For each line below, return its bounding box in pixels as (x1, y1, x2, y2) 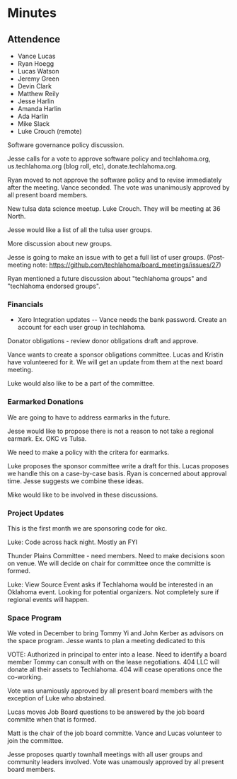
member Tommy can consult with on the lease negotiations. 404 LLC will (7, 658, 220, 667)
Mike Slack (17, 120, 50, 128)
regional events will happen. (7, 595, 90, 604)
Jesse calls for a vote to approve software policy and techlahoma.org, (7, 154, 211, 163)
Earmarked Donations (7, 397, 83, 407)
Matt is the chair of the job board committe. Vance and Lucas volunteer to (7, 729, 222, 737)
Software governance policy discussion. (7, 141, 125, 149)
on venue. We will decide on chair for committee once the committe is (7, 559, 211, 567)
